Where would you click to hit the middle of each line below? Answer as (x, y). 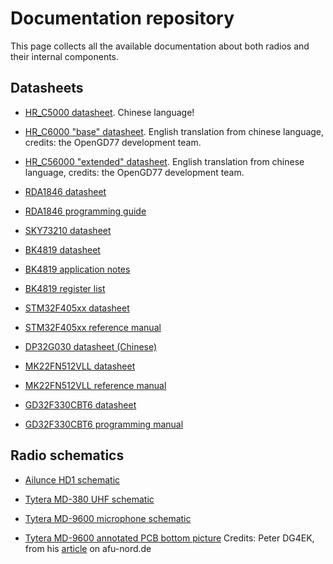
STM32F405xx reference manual (93, 327)
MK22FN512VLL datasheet (80, 366)
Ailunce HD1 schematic (72, 479)
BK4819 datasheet (62, 249)
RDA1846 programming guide (85, 211)
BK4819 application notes (77, 269)
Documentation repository (122, 18)
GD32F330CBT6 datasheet (80, 404)
